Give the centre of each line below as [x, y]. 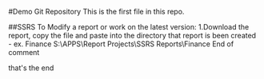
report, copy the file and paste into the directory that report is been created [132, 36]
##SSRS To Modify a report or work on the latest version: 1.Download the [129, 27]
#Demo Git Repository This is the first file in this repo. [96, 12]
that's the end [31, 68]
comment [24, 52]
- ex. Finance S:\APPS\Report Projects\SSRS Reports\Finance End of [121, 44]
